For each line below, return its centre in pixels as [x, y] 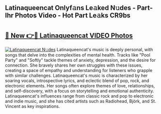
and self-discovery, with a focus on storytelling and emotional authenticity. [80, 91]
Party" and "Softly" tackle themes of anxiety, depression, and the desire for [80, 60]
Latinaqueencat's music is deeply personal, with [105, 50]
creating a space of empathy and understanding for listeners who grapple [79, 70]
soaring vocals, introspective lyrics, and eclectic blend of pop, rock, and [77, 81]
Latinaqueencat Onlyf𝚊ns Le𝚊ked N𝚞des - [70, 8]
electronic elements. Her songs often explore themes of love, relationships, [80, 86]
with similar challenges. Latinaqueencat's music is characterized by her [76, 75]
